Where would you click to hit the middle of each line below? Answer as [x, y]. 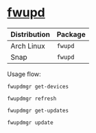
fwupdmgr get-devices [38, 86]
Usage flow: [24, 74]
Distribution [30, 34]
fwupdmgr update [30, 122]
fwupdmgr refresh [32, 98]
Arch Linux [28, 46]
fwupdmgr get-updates [38, 110]
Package [71, 34]
